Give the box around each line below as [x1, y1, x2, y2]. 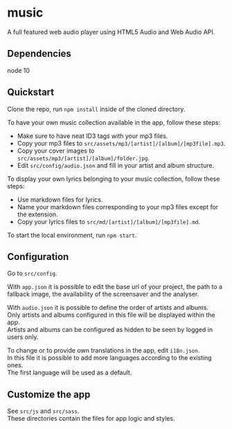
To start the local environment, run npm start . [7, 231, 137, 239]
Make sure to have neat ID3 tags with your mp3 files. [17, 132, 168, 140]
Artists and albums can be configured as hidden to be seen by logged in [7, 326, 213, 334]
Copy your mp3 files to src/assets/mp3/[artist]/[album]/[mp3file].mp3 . [17, 139, 226, 147]
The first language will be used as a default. [7, 369, 132, 377]
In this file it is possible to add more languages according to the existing [7, 353, 213, 362]
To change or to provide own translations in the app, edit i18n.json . [7, 347, 200, 355]
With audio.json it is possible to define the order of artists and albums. [7, 304, 209, 312]
